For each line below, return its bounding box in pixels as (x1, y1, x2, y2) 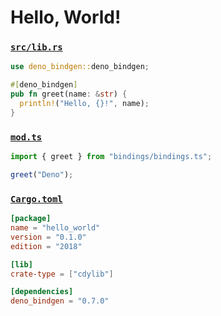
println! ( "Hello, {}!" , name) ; (19, 99, 150, 109)
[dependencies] (10, 287, 74, 297)
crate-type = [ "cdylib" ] (10, 269, 114, 279)
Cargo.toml (10, 193, 63, 205)
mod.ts (10, 131, 43, 143)
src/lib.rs (10, 42, 63, 53)
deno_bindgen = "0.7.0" (10, 296, 110, 306)
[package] (10, 214, 52, 224)
